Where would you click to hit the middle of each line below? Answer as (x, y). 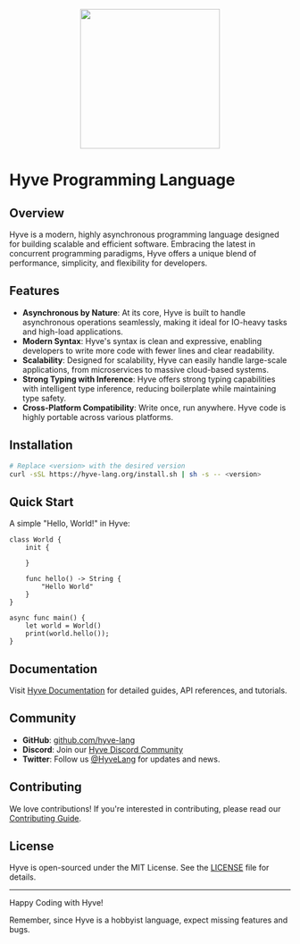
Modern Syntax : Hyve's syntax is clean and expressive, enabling (142, 341)
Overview (37, 213)
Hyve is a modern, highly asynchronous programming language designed (144, 234)
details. (23, 877)
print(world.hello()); (67, 634)
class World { (36, 540)
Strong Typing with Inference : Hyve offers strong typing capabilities (149, 379)
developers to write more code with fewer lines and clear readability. (148, 350)
